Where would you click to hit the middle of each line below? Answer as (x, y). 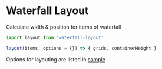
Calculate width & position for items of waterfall (64, 27)
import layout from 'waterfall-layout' (55, 37)
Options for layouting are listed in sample (56, 59)
